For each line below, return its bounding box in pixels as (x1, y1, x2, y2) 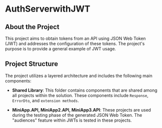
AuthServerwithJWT (5, 3, 91, 15)
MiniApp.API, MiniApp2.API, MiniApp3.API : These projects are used (12, 107, 151, 112)
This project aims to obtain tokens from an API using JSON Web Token (5, 35, 146, 41)
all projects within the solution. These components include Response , (12, 92, 149, 98)
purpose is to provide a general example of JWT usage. (5, 46, 116, 51)
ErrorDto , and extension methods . (12, 97, 79, 103)
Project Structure (5, 60, 58, 68)
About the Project (5, 23, 60, 31)
